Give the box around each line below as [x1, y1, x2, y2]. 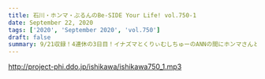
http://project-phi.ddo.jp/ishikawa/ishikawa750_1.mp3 [8, 62, 182, 71]
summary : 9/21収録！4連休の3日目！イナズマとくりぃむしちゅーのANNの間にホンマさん [8, 41, 254, 48]
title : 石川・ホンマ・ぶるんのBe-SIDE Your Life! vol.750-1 [8, 11, 197, 20]
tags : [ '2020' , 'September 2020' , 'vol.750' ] [8, 26, 160, 34]
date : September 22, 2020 [8, 19, 93, 27]
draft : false [8, 33, 51, 41]
